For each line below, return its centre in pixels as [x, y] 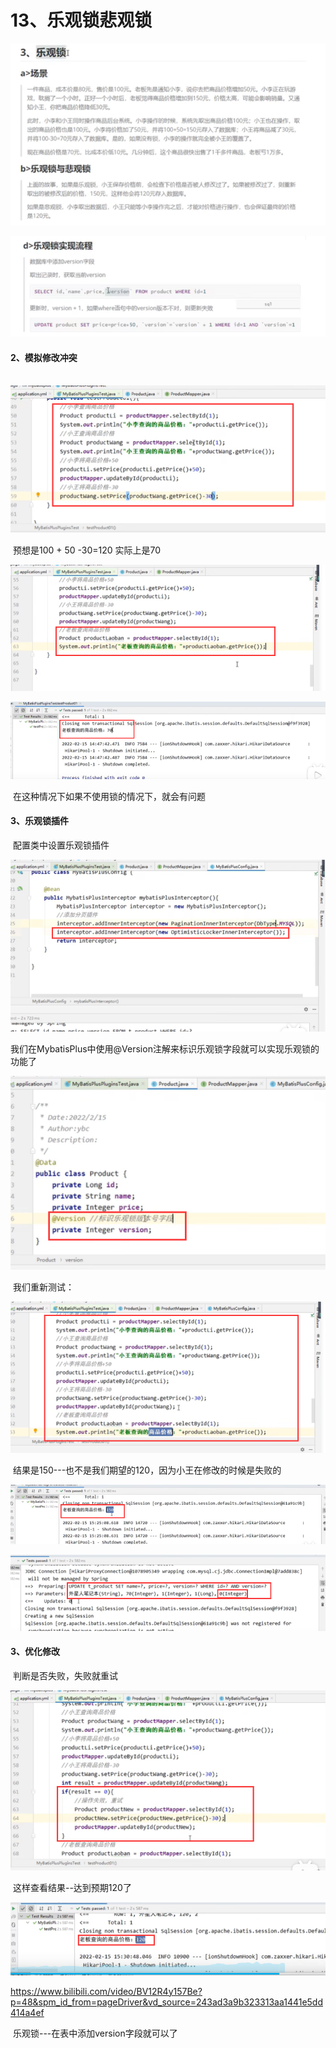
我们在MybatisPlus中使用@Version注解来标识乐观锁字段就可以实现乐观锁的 [165, 1048]
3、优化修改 [35, 1652]
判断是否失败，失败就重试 [65, 1676]
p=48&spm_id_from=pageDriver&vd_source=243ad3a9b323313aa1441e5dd [167, 2002]
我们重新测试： [43, 1287]
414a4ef [27, 2012]
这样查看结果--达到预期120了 [72, 1888]
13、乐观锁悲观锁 [81, 20]
